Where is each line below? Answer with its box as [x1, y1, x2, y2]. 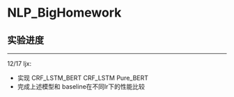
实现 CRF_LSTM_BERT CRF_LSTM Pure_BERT [17, 74, 148, 82]
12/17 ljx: [7, 60, 32, 67]
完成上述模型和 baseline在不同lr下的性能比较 [17, 82, 145, 91]
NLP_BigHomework [7, 5, 122, 21]
